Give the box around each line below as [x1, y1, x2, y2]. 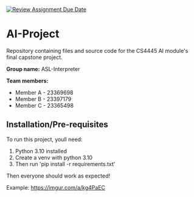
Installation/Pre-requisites [6, 119, 108, 130]
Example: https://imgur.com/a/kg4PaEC [6, 184, 105, 191]
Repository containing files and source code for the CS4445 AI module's [6, 47, 189, 54]
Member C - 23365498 [15, 102, 74, 109]
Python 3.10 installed [15, 147, 67, 154]
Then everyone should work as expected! [6, 172, 111, 179]
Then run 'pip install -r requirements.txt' [15, 160, 116, 167]
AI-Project [6, 27, 60, 41]
